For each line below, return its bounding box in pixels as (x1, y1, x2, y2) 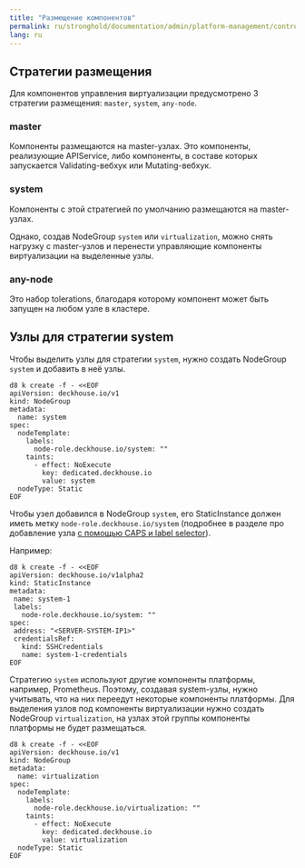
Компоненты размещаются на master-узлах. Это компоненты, (9, 141, 251, 152)
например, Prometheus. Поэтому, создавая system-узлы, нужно (9, 683, 259, 694)
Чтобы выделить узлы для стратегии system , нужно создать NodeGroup (9, 354, 287, 364)
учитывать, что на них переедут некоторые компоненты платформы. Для (9, 693, 295, 704)
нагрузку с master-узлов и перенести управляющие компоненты (9, 240, 262, 251)
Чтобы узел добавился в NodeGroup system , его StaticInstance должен (9, 508, 281, 519)
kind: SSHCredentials (21, 642, 103, 651)
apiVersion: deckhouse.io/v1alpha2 (9, 570, 144, 580)
